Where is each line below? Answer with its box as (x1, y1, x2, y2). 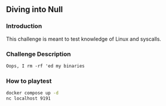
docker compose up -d (6, 90, 59, 96)
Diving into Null (6, 5, 63, 15)
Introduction (6, 22, 42, 30)
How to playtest (6, 77, 52, 85)
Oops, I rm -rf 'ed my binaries (6, 63, 85, 69)
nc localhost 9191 (6, 96, 51, 101)
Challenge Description (6, 50, 71, 58)
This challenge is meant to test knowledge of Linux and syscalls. (6, 35, 162, 43)
